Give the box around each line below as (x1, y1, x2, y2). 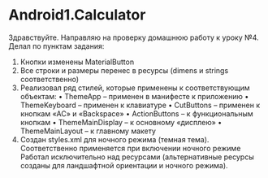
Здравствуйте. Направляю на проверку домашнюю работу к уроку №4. (8, 33, 259, 42)
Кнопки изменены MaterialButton (19, 57, 135, 67)
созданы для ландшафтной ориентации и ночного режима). (19, 160, 229, 170)
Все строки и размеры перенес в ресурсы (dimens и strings (19, 65, 229, 75)
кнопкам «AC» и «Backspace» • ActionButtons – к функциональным (19, 108, 253, 119)
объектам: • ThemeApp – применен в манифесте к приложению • (19, 91, 249, 101)
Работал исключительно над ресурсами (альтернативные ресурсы (19, 152, 254, 162)
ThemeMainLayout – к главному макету (19, 126, 157, 136)
